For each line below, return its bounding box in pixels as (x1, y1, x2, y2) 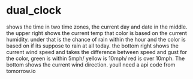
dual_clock (6, 4, 62, 17)
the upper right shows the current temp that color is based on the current (6, 29, 187, 36)
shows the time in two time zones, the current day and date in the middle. (6, 23, 188, 30)
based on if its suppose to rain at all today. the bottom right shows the (6, 42, 179, 49)
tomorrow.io (6, 67, 36, 74)
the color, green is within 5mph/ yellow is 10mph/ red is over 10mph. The (6, 55, 185, 62)
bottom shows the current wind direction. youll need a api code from (6, 61, 176, 68)
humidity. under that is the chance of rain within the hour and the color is (6, 36, 186, 43)
